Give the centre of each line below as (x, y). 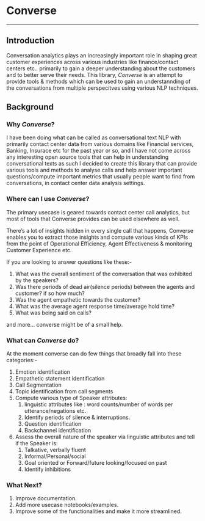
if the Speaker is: (36, 443)
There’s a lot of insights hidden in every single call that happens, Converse (100, 230)
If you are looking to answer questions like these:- (69, 262)
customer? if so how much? (50, 293)
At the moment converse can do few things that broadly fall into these (94, 354)
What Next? (24, 485)
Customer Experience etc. (39, 250)
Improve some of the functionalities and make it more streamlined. (98, 511)
